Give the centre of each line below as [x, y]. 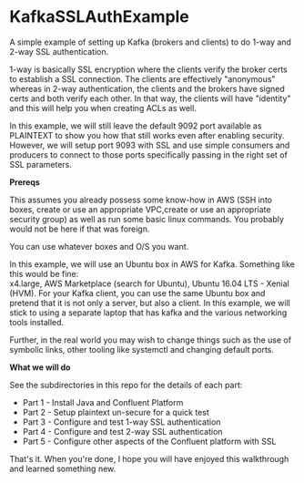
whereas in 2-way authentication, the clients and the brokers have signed [147, 88]
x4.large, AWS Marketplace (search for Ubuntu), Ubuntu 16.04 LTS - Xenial [149, 283]
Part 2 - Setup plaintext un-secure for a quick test [116, 412]
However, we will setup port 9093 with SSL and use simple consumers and [150, 145]
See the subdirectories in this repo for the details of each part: [126, 385]
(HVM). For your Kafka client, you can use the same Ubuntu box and [137, 293]
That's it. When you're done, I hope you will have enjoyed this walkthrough [149, 458]
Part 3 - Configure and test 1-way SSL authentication [122, 422]
